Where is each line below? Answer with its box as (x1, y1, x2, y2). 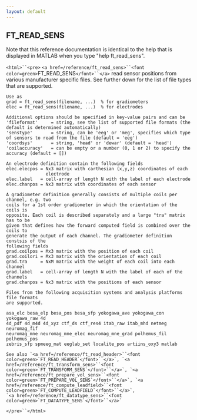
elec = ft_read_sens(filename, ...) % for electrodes (6, 104, 143, 110)
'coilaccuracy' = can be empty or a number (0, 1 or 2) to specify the (6, 145, 191, 151)
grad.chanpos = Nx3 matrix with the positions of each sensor (6, 279, 162, 286)
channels (6, 275, 28, 280)
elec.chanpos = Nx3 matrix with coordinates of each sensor (6, 181, 157, 187)
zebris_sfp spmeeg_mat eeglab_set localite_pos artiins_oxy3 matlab (6, 341, 178, 348)
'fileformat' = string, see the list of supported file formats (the (6, 120, 191, 125)
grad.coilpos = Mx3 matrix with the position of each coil (6, 249, 154, 254)
